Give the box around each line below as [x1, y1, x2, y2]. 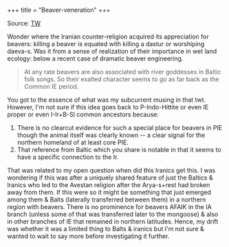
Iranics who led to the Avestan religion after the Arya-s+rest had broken [7, 181, 210, 189]
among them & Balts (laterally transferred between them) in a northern [7, 195, 206, 204]
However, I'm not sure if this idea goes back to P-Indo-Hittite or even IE [7, 103, 209, 111]
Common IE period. [23, 83, 79, 90]
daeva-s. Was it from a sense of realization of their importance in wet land [7, 47, 217, 55]
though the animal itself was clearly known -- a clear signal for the [17, 131, 206, 139]
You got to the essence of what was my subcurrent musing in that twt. [7, 96, 206, 104]
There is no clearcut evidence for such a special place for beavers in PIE [17, 124, 223, 131]
